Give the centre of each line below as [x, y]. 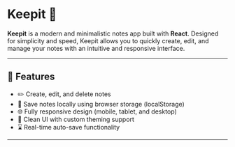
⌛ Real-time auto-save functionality [69, 127]
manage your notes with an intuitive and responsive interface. [96, 48]
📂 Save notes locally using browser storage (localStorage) [101, 104]
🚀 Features [31, 77]
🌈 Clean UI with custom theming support [76, 119]
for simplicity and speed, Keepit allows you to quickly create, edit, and [108, 40]
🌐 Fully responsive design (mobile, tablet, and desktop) [97, 111]
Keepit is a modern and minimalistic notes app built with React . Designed [113, 33]
